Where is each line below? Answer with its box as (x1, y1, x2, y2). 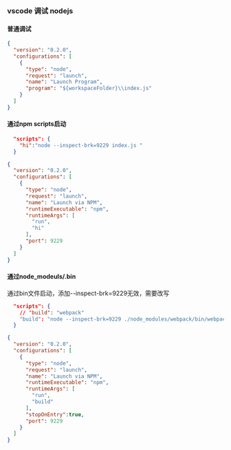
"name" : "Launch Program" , (25, 78, 103, 85)
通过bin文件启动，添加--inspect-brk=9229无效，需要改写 (7, 289, 170, 297)
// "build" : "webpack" (19, 309, 85, 316)
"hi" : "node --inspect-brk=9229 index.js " (19, 142, 143, 149)
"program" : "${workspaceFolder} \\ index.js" (25, 85, 153, 92)
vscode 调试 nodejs (7, 6, 74, 15)
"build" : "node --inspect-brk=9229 (19, 315, 122, 323)
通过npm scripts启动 (7, 120, 67, 128)
